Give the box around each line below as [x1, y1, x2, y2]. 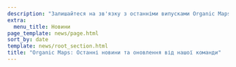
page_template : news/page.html [7, 29, 99, 37]
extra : [7, 17, 27, 24]
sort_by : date [7, 36, 49, 43]
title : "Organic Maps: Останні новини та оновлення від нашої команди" [7, 50, 221, 57]
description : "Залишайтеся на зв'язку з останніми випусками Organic [7, 10, 216, 17]
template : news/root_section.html [7, 43, 109, 50]
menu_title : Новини [13, 23, 71, 30]
